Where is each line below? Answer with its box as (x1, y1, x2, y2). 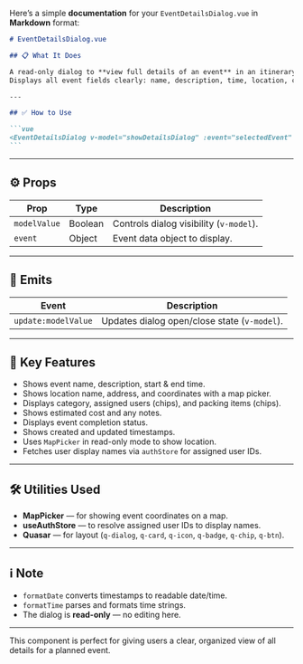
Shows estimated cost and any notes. (22, 407, 162, 419)
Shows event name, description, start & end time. (22, 379, 206, 390)
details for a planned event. (9, 644, 111, 655)
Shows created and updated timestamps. (22, 427, 176, 438)
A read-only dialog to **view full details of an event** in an (9, 67, 256, 76)
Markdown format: (9, 17, 80, 28)
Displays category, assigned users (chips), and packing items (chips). (22, 398, 281, 409)
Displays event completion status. (22, 417, 149, 428)
